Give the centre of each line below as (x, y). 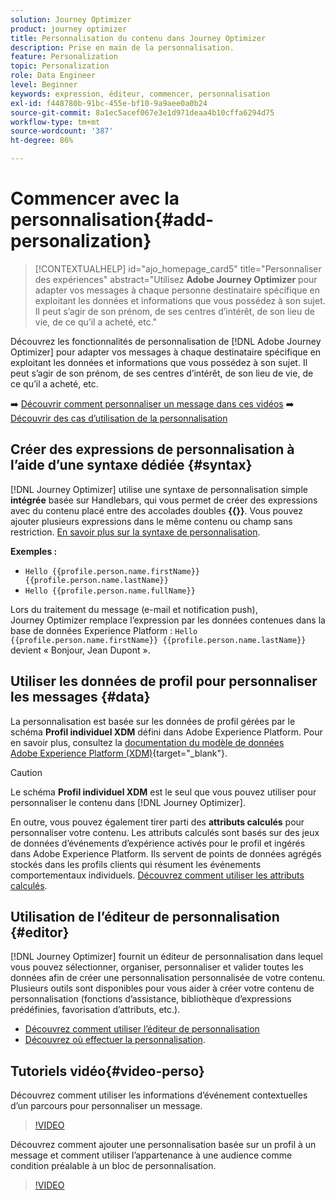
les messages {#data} (80, 697)
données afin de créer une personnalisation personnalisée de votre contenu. (168, 978)
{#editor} (40, 932)
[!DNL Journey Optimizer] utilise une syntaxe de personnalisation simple (159, 489)
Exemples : (34, 551)
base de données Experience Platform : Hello (104, 630)
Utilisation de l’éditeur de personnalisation (145, 916)
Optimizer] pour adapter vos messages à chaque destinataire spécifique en (166, 352)
